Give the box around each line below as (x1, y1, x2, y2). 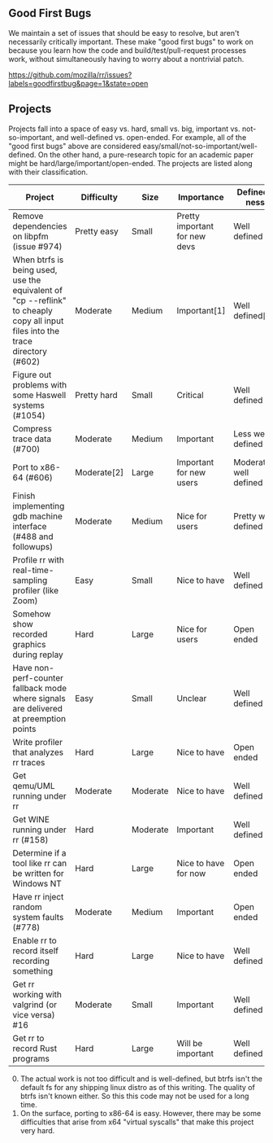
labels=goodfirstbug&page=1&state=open (8, 78, 149, 88)
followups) (12, 541, 54, 552)
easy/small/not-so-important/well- (142, 141, 258, 151)
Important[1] (176, 304, 226, 316)
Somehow (12, 608, 51, 620)
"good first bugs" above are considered (8, 141, 141, 151)
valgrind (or (12, 999, 58, 1010)
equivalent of (12, 284, 63, 296)
